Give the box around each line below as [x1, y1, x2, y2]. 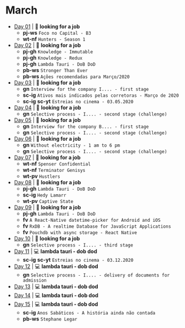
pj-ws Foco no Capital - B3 [22, 29, 91, 36]
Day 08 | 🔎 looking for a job [13, 178, 81, 185]
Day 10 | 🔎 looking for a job [13, 235, 80, 242]
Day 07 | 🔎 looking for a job [13, 154, 81, 161]
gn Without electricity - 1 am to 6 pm [22, 141, 121, 148]
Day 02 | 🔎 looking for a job [13, 42, 81, 49]
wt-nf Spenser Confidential [22, 160, 91, 167]
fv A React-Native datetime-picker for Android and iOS [22, 216, 161, 223]
